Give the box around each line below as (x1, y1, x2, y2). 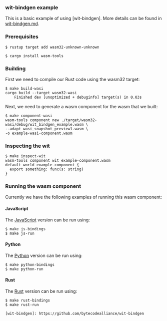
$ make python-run (5, 266, 43, 271)
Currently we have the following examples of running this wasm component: (5, 194, 162, 200)
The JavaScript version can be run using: (5, 217, 90, 223)
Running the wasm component (5, 183, 81, 190)
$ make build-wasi (5, 86, 43, 91)
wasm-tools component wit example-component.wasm (5, 158, 111, 163)
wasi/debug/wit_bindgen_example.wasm (5, 122, 84, 127)
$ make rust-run (5, 302, 39, 307)
